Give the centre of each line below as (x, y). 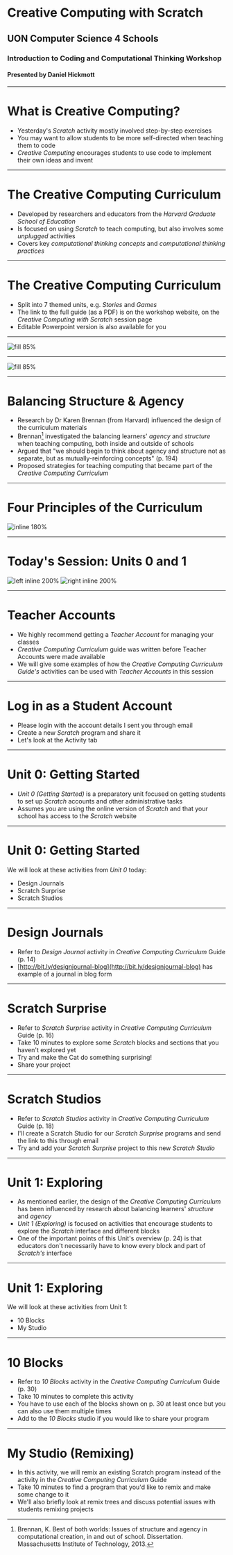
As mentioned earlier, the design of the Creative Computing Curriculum (119, 1201)
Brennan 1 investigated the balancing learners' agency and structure (114, 435)
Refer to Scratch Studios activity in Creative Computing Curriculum (113, 1118)
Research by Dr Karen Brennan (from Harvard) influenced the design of (119, 420)
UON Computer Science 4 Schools (83, 39)
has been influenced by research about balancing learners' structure (115, 1209)
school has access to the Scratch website (77, 816)
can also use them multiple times (64, 1411)
